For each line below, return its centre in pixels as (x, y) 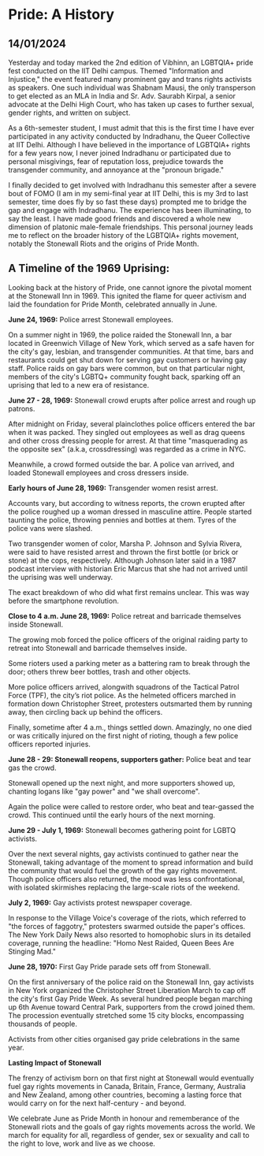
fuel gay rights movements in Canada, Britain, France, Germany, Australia (127, 1086)
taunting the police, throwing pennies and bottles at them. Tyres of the (122, 520)
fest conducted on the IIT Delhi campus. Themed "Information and (116, 71)
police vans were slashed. (50, 528)
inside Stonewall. (36, 624)
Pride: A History (61, 15)
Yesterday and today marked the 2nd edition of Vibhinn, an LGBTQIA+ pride (131, 62)
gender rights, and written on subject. (69, 113)
